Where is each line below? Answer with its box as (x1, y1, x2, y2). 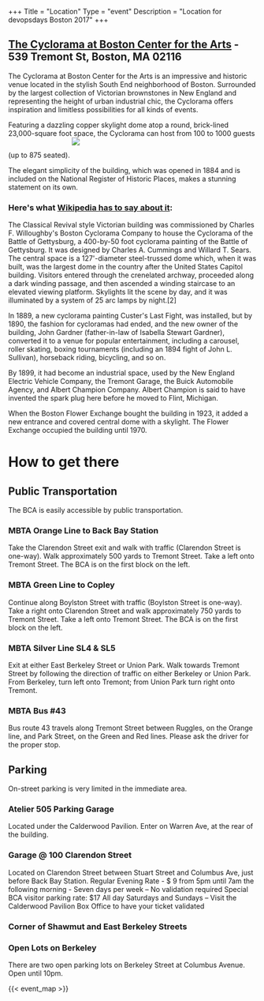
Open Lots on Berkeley (8, 942, 97, 953)
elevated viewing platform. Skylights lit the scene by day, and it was (8, 288, 228, 297)
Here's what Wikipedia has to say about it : (8, 201, 173, 213)
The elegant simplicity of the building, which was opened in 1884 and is (8, 165, 240, 175)
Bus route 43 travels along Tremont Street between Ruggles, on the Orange (8, 723, 254, 733)
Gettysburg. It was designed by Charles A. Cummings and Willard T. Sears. (8, 245, 252, 255)
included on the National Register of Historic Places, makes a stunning (8, 174, 236, 183)
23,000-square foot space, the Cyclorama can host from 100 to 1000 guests (8, 128, 255, 137)
